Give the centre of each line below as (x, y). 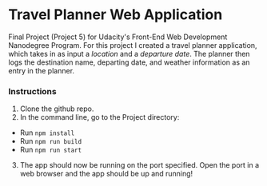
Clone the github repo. (57, 109)
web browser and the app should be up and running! (106, 174)
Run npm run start (51, 150)
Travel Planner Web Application (116, 15)
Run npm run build (51, 141)
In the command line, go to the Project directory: (100, 117)
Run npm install (47, 133)
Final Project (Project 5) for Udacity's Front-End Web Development (118, 37)
